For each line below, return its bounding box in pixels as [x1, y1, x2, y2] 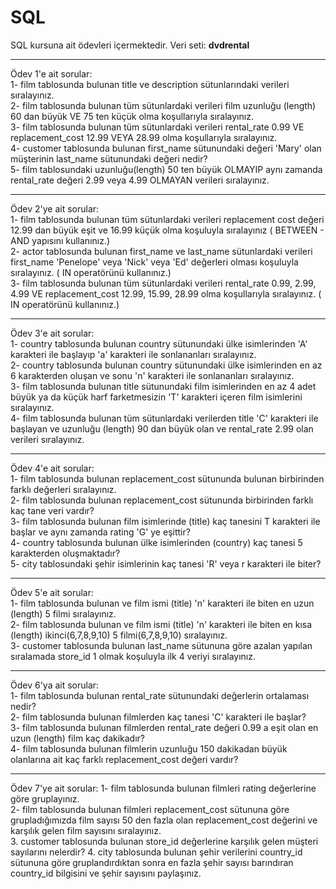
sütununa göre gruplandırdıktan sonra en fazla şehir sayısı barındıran [10, 856, 294, 868]
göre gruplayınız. [10, 792, 80, 805]
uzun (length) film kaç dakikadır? [10, 732, 146, 744]
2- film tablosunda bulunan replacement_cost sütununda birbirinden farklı [10, 494, 314, 506]
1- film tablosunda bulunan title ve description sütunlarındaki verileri [10, 78, 290, 90]
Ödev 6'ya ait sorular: [10, 679, 100, 691]
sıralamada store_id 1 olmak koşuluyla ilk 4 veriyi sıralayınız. [10, 650, 257, 662]
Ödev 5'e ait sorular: [10, 586, 95, 598]
